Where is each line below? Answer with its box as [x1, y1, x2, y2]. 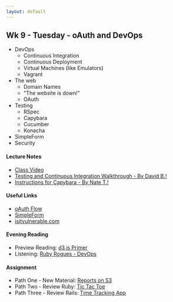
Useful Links [6, 192, 38, 199]
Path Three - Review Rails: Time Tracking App [14, 289, 127, 297]
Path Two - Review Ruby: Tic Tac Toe [14, 283, 105, 290]
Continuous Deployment [23, 58, 82, 65]
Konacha [23, 127, 45, 134]
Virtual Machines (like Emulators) [23, 65, 104, 72]
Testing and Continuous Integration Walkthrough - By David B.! [14, 172, 167, 179]
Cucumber [23, 121, 49, 128]
